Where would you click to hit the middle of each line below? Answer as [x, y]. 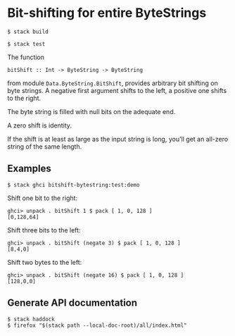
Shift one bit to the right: [43, 198]
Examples [29, 169]
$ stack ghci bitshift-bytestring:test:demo [74, 185]
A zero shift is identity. [40, 125]
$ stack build [28, 32]
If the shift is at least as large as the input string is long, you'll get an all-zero [118, 139]
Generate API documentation [72, 303]
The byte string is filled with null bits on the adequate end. [91, 111]
